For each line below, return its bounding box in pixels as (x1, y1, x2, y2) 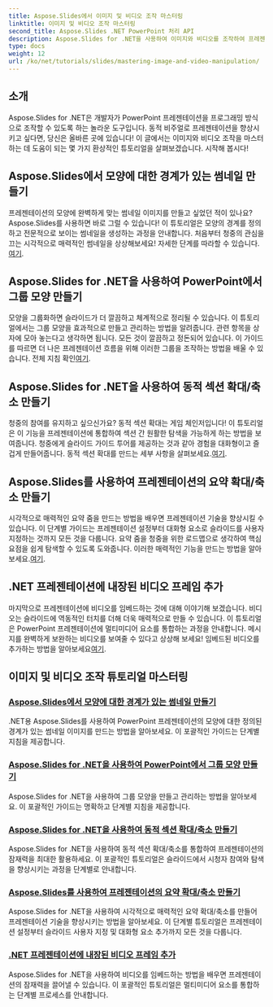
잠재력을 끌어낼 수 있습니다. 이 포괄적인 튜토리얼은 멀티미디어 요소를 (23, 979, 238, 989)
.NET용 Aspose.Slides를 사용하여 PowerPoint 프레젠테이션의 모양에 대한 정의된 (8, 716, 262, 726)
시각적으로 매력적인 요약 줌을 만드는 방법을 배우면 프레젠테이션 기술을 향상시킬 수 (8, 513, 265, 523)
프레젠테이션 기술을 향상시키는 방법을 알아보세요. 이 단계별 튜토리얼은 (8, 917, 227, 926)
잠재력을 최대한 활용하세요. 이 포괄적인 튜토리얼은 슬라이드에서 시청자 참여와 (8, 854, 249, 864)
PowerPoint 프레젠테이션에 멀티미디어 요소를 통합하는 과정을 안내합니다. (16, 624, 246, 633)
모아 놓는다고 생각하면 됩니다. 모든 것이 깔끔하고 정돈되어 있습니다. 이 (23, 333, 242, 343)
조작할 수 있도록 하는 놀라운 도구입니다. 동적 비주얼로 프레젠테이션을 (23, 123, 238, 133)
